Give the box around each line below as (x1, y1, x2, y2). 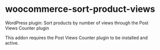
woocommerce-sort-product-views (5, 3, 155, 15)
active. (5, 40, 19, 46)
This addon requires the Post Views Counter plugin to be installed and (5, 35, 148, 41)
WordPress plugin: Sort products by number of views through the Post (5, 20, 149, 26)
